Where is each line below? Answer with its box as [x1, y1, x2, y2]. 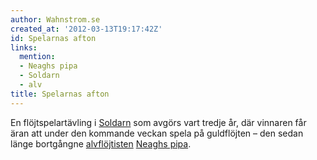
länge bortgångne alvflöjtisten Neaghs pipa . [10, 137, 192, 150]
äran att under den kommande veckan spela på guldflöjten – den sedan [10, 127, 304, 139]
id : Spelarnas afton [10, 33, 97, 43]
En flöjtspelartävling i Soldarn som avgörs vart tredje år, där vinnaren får [10, 116, 307, 128]
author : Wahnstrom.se [10, 14, 101, 25]
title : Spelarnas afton [10, 89, 110, 99]
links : [10, 42, 38, 53]
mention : [19, 52, 56, 62]
